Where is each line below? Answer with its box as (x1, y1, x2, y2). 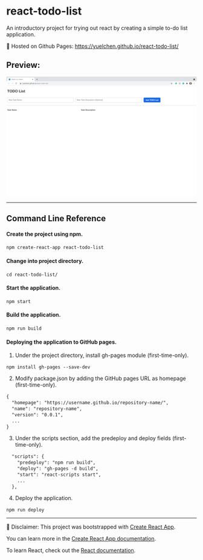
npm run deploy (6, 507, 45, 513)
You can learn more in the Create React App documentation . (6, 535, 156, 542)
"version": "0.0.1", (11, 412, 63, 418)
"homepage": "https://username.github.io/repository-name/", (11, 400, 169, 406)
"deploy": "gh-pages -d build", (17, 465, 98, 472)
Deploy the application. (14, 495, 73, 502)
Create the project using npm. (6, 230, 83, 238)
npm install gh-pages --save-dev (6, 364, 91, 370)
